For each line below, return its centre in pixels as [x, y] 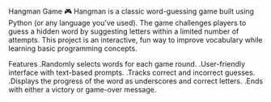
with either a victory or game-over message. [83, 90]
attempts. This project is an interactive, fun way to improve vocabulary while [135, 40]
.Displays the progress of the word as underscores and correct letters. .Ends [136, 81]
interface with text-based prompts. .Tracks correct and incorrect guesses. [132, 72]
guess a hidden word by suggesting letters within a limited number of [124, 31]
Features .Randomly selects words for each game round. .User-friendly [127, 64]
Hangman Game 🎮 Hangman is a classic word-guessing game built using [131, 11]
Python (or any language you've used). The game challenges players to [127, 23]
